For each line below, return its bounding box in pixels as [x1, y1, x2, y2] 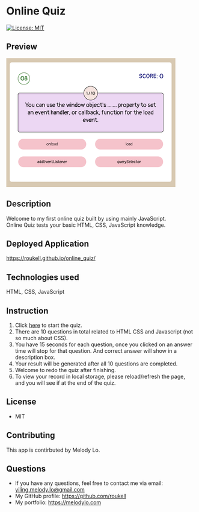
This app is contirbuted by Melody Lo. [6, 446, 100, 454]
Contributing [6, 430, 55, 441]
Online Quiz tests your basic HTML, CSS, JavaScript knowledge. [6, 221, 166, 229]
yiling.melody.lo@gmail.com [14, 486, 85, 493]
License [6, 397, 37, 407]
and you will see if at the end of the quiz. [14, 379, 116, 387]
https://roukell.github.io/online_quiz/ [6, 254, 96, 262]
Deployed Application [6, 238, 89, 248]
